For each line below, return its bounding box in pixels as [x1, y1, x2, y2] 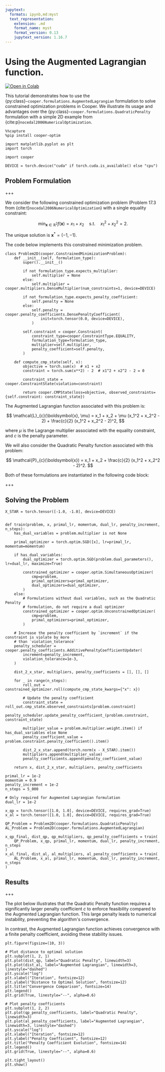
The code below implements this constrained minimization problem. [5, 241, 143, 248]
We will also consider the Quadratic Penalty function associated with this [5, 442, 153, 448]
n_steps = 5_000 [5, 786, 39, 792]
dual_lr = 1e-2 [5, 800, 37, 804]
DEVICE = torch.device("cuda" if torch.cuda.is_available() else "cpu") [5, 163, 158, 168]
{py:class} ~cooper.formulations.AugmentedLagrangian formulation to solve [5, 98, 156, 104]
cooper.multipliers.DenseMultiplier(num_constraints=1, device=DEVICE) [5, 286, 156, 291]
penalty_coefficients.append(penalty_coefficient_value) [23, 756, 142, 761]
